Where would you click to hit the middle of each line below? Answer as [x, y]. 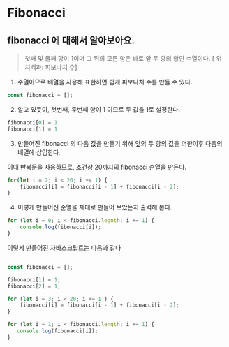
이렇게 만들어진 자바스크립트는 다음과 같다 [64, 248]
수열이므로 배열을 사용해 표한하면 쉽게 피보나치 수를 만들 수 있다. [105, 82]
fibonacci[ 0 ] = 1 [32, 123]
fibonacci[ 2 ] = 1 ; [34, 286]
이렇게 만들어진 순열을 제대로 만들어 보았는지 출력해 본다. [95, 207]
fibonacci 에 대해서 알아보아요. [71, 40]
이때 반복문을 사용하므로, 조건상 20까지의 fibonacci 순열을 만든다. [97, 167]
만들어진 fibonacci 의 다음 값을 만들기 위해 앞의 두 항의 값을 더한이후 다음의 [120, 143]
